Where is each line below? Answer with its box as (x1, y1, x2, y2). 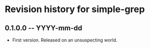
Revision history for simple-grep (5, 4, 145, 15)
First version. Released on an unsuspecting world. (12, 37, 118, 43)
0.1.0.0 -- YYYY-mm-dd (5, 24, 83, 32)
